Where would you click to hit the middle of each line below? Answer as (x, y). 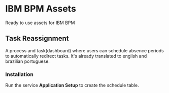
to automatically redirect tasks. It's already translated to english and (76, 56)
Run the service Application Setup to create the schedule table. (72, 85)
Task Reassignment (37, 38)
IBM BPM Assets (41, 9)
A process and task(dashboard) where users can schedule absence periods (84, 50)
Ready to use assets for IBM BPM (40, 23)
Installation (20, 74)
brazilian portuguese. (27, 61)
